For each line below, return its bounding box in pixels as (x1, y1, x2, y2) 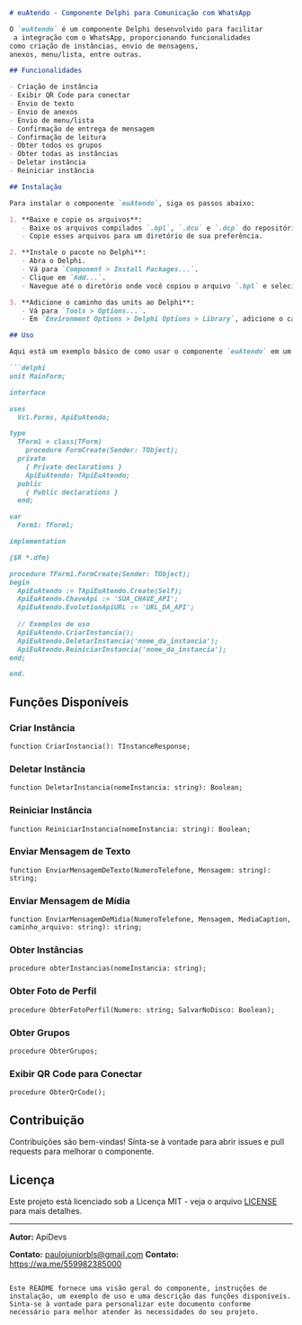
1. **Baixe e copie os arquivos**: (9, 215, 143, 224)
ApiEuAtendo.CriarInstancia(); (17, 627, 135, 637)
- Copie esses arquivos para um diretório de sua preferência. (21, 232, 263, 241)
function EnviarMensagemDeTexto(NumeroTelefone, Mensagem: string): (9, 865, 271, 874)
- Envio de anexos (9, 107, 78, 116)
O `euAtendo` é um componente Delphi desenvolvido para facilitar (9, 24, 263, 33)
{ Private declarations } (25, 462, 123, 471)
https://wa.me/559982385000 (9, 1258, 122, 1269)
